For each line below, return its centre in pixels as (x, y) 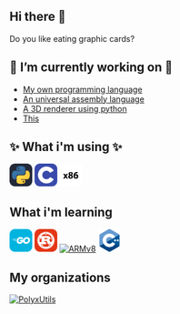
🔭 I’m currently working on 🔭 (91, 68)
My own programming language (82, 89)
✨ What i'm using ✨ (66, 147)
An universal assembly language (84, 99)
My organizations (60, 277)
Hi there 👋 (38, 17)
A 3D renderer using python (75, 108)
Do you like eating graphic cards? (72, 38)
